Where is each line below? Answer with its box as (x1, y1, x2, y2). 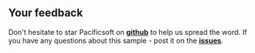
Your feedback (8, 6, 83, 20)
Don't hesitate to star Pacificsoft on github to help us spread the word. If (8, 27, 248, 36)
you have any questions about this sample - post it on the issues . (8, 36, 224, 45)
